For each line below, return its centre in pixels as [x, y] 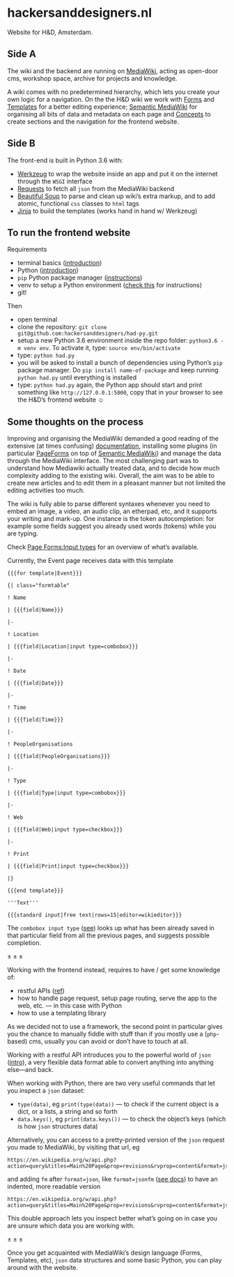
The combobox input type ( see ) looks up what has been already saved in [111, 928]
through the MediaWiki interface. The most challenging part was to [103, 461]
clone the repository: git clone [62, 327]
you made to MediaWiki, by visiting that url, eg [73, 1147]
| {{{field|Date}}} [36, 683]
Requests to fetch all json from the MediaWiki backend [96, 188]
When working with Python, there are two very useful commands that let [111, 1083]
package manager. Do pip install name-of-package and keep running [118, 370]
